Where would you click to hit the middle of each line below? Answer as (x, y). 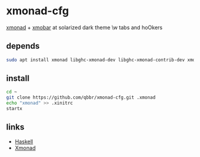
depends (23, 46)
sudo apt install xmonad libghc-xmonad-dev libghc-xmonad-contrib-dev (96, 60)
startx (14, 109)
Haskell (24, 142)
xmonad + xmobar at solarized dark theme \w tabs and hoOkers (84, 27)
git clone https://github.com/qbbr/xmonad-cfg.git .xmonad (81, 98)
